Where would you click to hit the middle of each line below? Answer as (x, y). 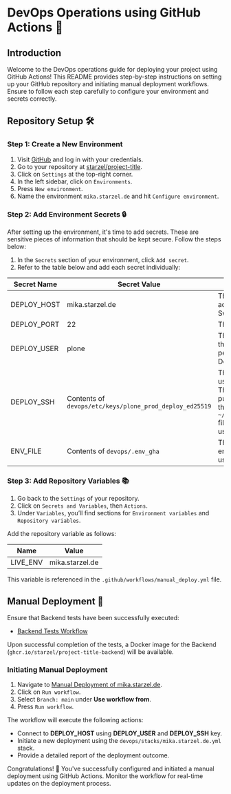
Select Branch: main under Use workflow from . (84, 699)
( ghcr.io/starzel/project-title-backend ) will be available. (90, 652)
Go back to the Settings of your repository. (78, 499)
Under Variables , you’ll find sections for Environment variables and (113, 513)
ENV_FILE (26, 451)
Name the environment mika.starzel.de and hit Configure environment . (118, 196)
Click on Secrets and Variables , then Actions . (82, 506)
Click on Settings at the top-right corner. (75, 174)
